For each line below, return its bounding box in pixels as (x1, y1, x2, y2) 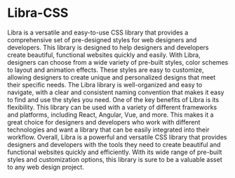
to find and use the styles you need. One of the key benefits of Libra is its (7, 95, 220, 103)
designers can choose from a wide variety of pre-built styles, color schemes (7, 58, 229, 66)
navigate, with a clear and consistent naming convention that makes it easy (7, 88, 224, 96)
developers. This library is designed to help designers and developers (7, 43, 209, 51)
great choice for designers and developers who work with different (7, 117, 201, 126)
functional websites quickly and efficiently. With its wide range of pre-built (7, 148, 222, 156)
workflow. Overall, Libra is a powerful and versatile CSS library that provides (7, 132, 227, 141)
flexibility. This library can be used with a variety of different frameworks (7, 103, 217, 111)
